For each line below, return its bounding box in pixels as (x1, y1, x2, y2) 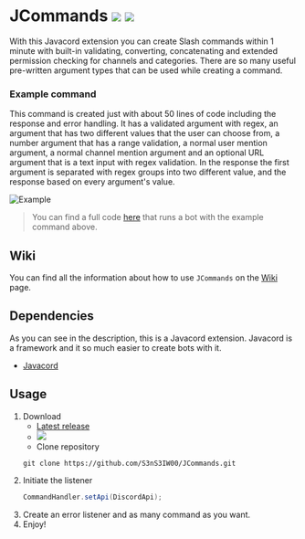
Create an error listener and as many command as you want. (22, 509, 251, 520)
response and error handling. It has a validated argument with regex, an (9, 118, 279, 129)
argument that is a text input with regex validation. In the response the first (9, 157, 289, 168)
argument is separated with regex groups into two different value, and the (9, 166, 287, 178)
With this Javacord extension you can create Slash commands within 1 (9, 36, 274, 47)
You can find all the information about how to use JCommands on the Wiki (9, 272, 279, 283)
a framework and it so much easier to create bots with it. (9, 342, 222, 353)
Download (22, 410, 62, 421)
